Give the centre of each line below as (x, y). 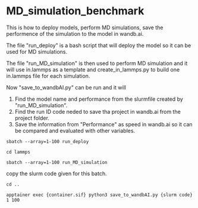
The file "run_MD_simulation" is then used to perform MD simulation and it (97, 63)
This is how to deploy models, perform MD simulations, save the (85, 27)
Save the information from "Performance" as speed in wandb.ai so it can (103, 124)
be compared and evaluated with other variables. (75, 131)
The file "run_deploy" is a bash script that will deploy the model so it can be (99, 45)
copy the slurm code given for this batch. (56, 173)
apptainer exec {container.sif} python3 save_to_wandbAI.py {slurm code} (100, 195)
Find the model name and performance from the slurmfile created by (99, 99)
